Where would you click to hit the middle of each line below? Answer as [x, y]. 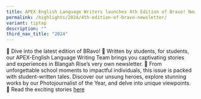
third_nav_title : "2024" [37, 34]
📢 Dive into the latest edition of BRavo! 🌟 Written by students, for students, [98, 51]
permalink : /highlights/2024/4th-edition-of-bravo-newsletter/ [87, 17]
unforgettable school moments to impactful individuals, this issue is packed [99, 70]
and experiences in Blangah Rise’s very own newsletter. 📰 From [84, 64]
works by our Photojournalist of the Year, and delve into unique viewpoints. [99, 83]
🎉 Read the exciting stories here [45, 89]
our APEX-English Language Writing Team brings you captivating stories [95, 58]
